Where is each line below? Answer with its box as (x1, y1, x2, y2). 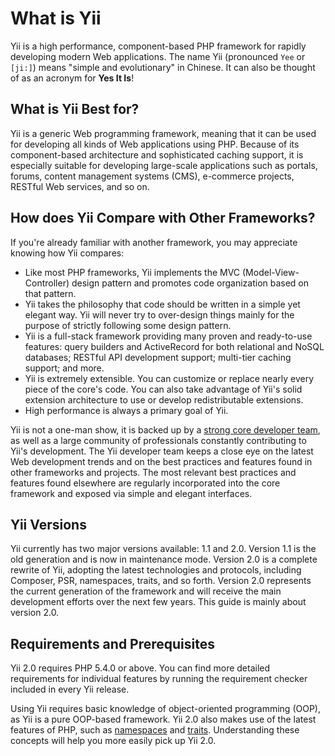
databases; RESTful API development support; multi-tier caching (24, 351, 292, 363)
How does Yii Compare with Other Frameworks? (10, 210, 316, 227)
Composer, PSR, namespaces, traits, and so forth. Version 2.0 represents (10, 575, 312, 587)
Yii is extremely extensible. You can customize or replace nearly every (24, 372, 315, 384)
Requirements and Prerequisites (10, 635, 216, 652)
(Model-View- (242, 266, 300, 278)
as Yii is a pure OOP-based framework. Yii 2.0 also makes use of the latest (10, 713, 317, 726)
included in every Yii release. (10, 683, 130, 696)
